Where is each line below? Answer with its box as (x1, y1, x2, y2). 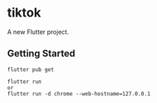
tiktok (7, 5, 42, 21)
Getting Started (7, 48, 76, 59)
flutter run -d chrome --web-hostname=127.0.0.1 (7, 90, 151, 97)
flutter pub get (7, 66, 54, 73)
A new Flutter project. (7, 28, 69, 36)
